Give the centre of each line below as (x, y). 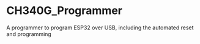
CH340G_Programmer (64, 11)
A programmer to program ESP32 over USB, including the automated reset (100, 28)
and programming (29, 34)
